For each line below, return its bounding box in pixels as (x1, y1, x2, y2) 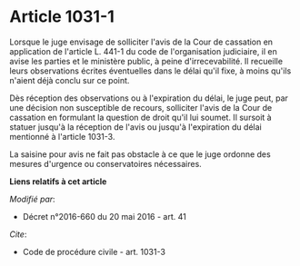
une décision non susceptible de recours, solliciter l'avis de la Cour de (9, 102, 273, 113)
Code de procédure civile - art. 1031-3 (22, 246, 166, 257)
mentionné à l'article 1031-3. (9, 131, 115, 142)
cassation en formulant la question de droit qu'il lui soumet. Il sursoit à (9, 112, 272, 123)
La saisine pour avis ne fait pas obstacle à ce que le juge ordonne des (9, 148, 271, 160)
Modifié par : (9, 193, 56, 204)
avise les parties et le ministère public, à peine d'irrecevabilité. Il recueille (9, 55, 284, 66)
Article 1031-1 (9, 6, 115, 27)
